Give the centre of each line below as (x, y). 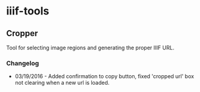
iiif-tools (28, 11)
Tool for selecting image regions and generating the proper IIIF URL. (90, 48)
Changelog (23, 63)
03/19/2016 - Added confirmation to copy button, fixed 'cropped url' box (104, 76)
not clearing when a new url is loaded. (62, 83)
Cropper (22, 33)
